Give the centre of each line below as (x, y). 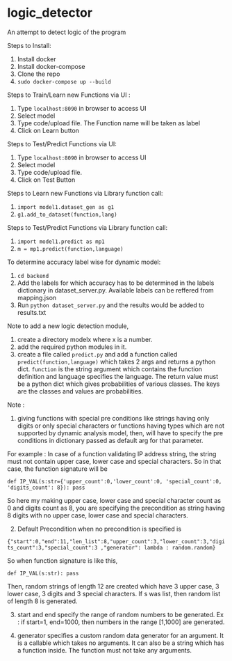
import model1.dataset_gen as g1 (66, 207)
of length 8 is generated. (42, 601)
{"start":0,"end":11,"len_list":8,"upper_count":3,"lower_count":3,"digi (116, 541)
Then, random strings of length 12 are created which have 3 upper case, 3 (113, 586)
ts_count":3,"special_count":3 (52, 547)
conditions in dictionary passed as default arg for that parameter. (110, 440)
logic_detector (50, 13)
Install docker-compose (51, 66)
